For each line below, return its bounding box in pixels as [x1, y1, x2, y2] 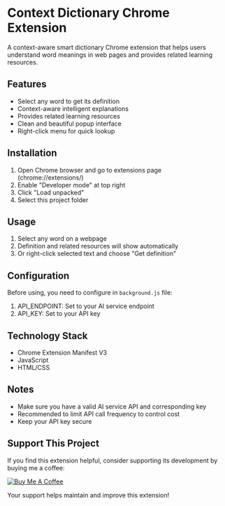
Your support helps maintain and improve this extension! [7, 491, 170, 499]
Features [7, 79, 47, 91]
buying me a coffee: [7, 463, 65, 472]
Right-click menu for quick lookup [17, 126, 115, 135]
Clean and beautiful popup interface [17, 119, 122, 128]
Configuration [7, 269, 70, 281]
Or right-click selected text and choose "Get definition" [17, 249, 177, 258]
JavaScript [17, 356, 49, 364]
